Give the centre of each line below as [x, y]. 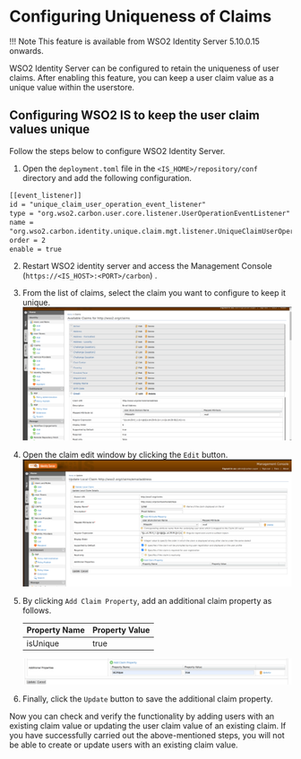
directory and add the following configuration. [107, 177]
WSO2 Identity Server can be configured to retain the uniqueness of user [144, 68]
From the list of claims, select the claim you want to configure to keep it [154, 292]
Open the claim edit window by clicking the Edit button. [125, 454]
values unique [50, 129]
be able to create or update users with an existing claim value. [124, 745]
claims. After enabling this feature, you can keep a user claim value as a [142, 77]
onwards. [27, 50]
